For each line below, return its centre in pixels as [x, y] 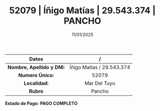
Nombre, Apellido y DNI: [36, 67]
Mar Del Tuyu [100, 83]
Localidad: [36, 83]
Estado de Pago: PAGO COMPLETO [41, 103]
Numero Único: [36, 75]
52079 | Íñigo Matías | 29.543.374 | [82, 11]
